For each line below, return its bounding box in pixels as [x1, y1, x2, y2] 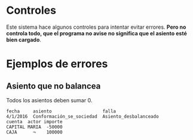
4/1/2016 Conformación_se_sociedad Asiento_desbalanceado [6, 113, 160, 120]
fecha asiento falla [6, 108, 117, 114]
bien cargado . [6, 36, 42, 43]
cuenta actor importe [6, 118, 63, 124]
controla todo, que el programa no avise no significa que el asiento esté [6, 29, 187, 36]
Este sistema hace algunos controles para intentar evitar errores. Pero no [6, 23, 186, 31]
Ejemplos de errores [6, 57, 108, 71]
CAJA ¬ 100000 [6, 129, 63, 135]
